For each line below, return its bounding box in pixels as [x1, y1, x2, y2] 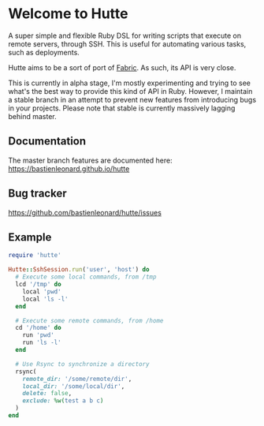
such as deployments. [8, 47, 80, 57]
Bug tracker [8, 187, 67, 200]
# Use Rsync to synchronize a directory [15, 360, 150, 368]
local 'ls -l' [22, 295, 69, 303]
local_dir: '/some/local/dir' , [22, 382, 125, 390]
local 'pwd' [22, 287, 61, 296]
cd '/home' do [15, 324, 61, 332]
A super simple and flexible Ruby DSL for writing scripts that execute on [8, 31, 242, 40]
